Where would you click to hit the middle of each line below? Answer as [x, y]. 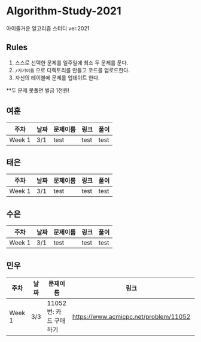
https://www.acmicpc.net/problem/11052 [131, 317]
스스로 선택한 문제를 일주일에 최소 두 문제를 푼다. [71, 62]
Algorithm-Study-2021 [64, 11]
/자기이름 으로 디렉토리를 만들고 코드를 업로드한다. [72, 70]
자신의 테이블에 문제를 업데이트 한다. [57, 77]
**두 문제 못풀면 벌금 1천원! [38, 90]
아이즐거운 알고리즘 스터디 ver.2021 [48, 28]
